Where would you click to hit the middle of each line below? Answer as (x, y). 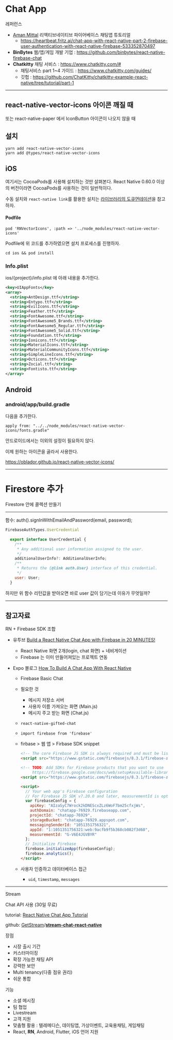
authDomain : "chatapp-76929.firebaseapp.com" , (81, 811)
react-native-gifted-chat (48, 724)
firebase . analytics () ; (49, 854)
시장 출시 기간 (27, 946)
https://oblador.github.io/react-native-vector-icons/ (60, 462)
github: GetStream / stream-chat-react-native (54, 925)
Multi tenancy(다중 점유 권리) (43, 972)
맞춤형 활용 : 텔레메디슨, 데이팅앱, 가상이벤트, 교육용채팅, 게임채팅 (79, 1025)
